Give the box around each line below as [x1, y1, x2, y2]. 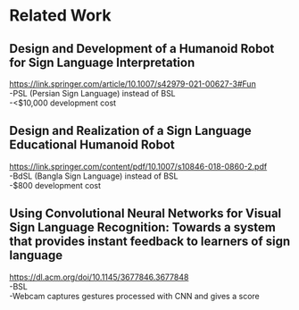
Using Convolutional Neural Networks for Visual [9, 206, 282, 222]
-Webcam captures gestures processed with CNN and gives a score [9, 290, 261, 301]
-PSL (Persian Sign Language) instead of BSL [9, 88, 176, 98]
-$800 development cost [9, 180, 101, 190]
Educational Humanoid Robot [9, 138, 176, 153]
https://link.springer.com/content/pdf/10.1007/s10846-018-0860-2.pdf [9, 161, 268, 172]
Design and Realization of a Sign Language [9, 123, 252, 138]
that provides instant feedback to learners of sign [9, 234, 291, 249]
